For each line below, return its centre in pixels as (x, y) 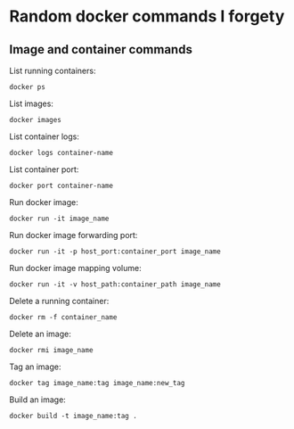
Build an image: (38, 400)
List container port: (44, 169)
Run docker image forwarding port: (73, 235)
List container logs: (45, 136)
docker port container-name (61, 186)
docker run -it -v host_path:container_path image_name (115, 285)
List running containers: (53, 70)
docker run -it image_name (59, 219)
